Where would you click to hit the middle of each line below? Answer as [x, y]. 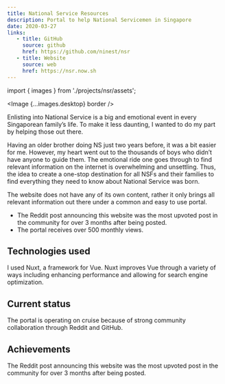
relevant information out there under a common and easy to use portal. [107, 202]
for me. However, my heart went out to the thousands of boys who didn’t [110, 152]
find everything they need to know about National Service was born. [104, 181]
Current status [39, 303]
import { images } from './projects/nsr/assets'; [71, 91]
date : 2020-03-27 [32, 26]
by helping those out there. [45, 132]
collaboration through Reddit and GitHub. [65, 328]
